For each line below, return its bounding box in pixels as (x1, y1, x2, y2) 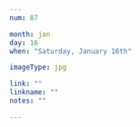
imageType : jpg (9, 63, 67, 73)
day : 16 (9, 38, 39, 47)
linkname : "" (9, 88, 59, 97)
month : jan (9, 29, 51, 39)
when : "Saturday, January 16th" (9, 46, 132, 55)
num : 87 (9, 13, 39, 23)
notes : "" (9, 96, 47, 105)
